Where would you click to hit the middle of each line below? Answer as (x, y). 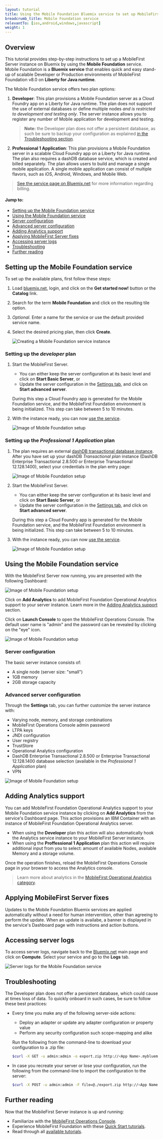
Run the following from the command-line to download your (72, 1042)
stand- (149, 69)
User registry (25, 740)
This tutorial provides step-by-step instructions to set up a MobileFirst (75, 59)
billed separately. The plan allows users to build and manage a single (81, 164)
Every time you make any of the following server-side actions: (74, 1013)
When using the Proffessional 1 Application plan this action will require (83, 843)
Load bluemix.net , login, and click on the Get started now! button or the (84, 288)
